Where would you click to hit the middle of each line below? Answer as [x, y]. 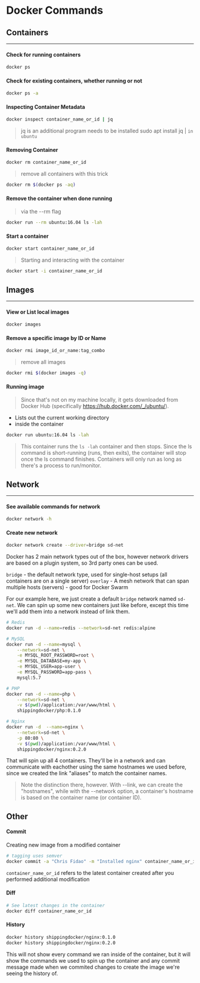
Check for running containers [43, 54]
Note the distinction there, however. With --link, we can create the [102, 785]
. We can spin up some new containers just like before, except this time [101, 605]
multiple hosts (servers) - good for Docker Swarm [67, 587]
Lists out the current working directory [62, 418]
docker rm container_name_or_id [46, 163]
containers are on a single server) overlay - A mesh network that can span [98, 581]
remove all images [43, 362]
